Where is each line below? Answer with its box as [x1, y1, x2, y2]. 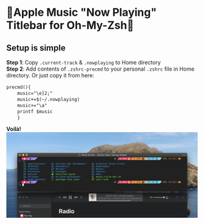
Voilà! [6, 125, 21, 133]
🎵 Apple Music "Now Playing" [6, 5, 157, 19]
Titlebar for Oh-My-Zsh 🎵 [6, 18, 135, 32]
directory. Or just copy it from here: [6, 72, 95, 79]
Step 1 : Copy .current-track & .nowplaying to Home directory [6, 59, 161, 66]
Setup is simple [6, 43, 66, 53]
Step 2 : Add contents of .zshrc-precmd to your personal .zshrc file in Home [6, 65, 195, 72]
